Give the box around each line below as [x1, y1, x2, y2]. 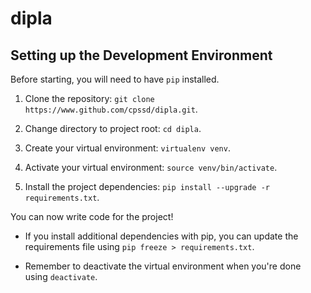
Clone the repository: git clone [24, 93, 155, 104]
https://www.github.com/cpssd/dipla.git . [24, 103, 198, 115]
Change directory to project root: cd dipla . [24, 123, 202, 134]
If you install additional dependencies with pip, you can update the [24, 230, 299, 242]
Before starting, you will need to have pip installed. [10, 73, 220, 85]
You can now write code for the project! [10, 211, 174, 222]
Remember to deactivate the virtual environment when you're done [24, 260, 302, 272]
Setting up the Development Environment [10, 47, 273, 64]
